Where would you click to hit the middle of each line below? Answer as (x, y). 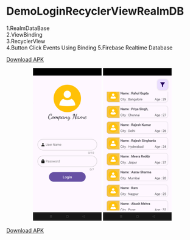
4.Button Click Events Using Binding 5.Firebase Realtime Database (90, 48)
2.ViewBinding (24, 34)
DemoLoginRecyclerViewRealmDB (95, 11)
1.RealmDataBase (28, 28)
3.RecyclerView (26, 41)
